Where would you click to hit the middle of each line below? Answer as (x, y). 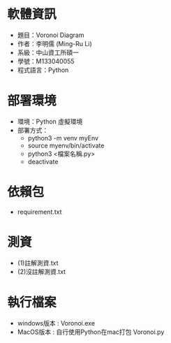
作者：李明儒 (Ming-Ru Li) (54, 43)
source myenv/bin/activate (66, 145)
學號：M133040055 (46, 61)
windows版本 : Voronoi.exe (56, 323)
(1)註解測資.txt (38, 263)
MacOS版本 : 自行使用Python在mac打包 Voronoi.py (91, 332)
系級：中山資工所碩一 (48, 52)
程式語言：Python (43, 70)
